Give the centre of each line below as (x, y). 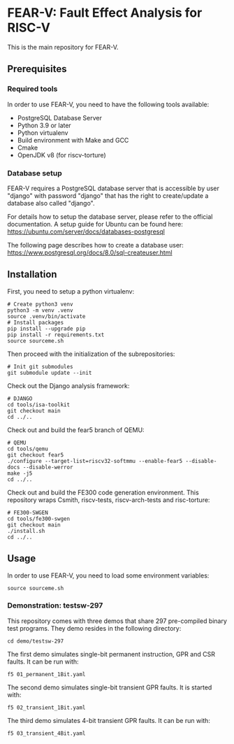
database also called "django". (51, 203)
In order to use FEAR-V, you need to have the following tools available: (108, 104)
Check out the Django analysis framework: (68, 385)
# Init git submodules (40, 366)
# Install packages (36, 322)
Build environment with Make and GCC (73, 140)
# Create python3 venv (40, 304)
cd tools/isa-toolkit (39, 405)
